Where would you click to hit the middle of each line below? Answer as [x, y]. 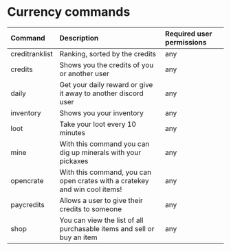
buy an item [78, 237]
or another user [85, 73]
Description [79, 38]
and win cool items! [91, 189]
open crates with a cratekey [104, 180]
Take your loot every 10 [98, 124]
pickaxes [74, 160]
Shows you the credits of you [107, 64]
